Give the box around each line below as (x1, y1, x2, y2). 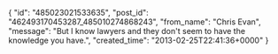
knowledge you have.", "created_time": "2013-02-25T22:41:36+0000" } (8, 35, 269, 45)
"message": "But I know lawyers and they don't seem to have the (8, 26, 245, 36)
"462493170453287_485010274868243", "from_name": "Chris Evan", (8, 17, 262, 27)
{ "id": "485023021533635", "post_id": (8, 8, 150, 17)
